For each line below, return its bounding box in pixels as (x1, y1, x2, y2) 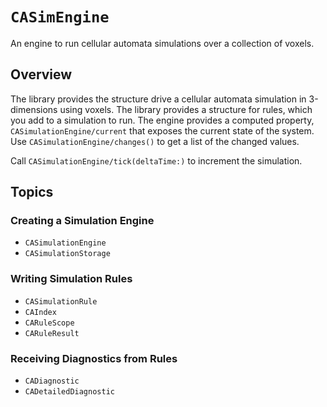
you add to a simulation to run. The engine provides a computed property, (10, 114, 315, 126)
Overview (10, 66, 73, 83)
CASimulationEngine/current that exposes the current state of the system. (10, 124, 315, 137)
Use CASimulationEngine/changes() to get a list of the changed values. (10, 135, 300, 147)
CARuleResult (24, 328, 80, 338)
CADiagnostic (24, 376, 80, 387)
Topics (10, 184, 54, 201)
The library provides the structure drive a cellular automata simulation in (10, 93, 307, 105)
